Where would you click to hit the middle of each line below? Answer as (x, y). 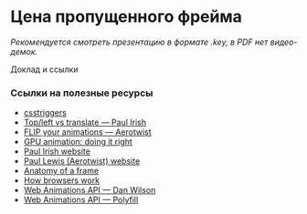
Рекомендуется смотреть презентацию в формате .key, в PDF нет (139, 42)
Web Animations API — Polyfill (81, 200)
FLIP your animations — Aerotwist (87, 132)
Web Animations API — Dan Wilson (90, 190)
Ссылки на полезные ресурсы (82, 93)
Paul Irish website (57, 151)
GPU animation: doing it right (78, 142)
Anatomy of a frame (61, 171)
